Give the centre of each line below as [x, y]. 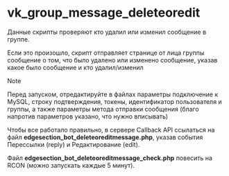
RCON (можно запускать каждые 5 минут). [71, 165]
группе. [18, 39]
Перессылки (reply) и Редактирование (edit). [74, 144]
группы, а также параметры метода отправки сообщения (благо [103, 109]
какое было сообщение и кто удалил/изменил [75, 67]
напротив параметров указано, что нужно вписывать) [88, 116]
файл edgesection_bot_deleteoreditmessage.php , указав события [105, 137]
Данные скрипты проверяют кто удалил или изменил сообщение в [107, 32]
